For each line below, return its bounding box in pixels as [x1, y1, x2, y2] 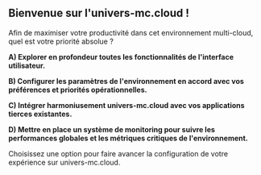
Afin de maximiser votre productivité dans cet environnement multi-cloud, [8, 27, 254, 37]
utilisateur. [8, 60, 46, 70]
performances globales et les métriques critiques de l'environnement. [8, 133, 248, 143]
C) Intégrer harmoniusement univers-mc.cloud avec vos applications [8, 100, 245, 110]
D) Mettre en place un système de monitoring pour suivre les [8, 124, 216, 134]
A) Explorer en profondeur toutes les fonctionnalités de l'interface [8, 52, 234, 61]
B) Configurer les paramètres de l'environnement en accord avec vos [8, 76, 244, 85]
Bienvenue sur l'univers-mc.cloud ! [8, 6, 189, 20]
